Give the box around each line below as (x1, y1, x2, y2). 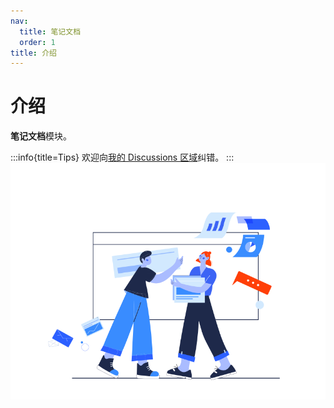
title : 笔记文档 (19, 26, 82, 37)
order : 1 (19, 37, 56, 47)
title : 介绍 (10, 48, 57, 58)
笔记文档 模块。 (10, 130, 72, 142)
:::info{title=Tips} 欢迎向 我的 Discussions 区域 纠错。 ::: (10, 151, 235, 164)
